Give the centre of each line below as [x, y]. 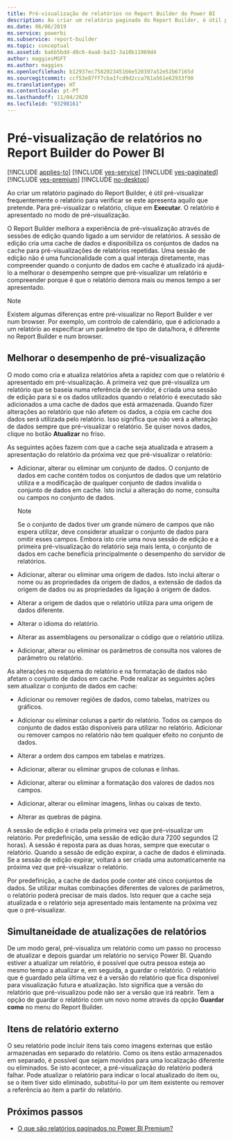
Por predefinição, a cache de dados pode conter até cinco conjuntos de [110, 880]
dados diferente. [41, 610]
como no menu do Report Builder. [55, 1007]
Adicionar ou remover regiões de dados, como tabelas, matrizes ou [113, 699]
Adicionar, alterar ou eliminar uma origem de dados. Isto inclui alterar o [118, 574]
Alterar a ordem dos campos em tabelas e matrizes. [91, 756]
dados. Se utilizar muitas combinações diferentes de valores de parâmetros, [116, 887]
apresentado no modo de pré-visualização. [69, 215]
